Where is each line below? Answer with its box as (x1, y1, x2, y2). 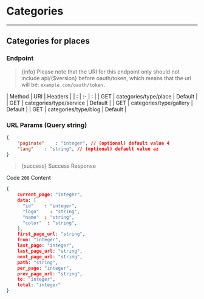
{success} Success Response (21, 162, 96, 170)
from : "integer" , (17, 237, 61, 243)
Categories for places (6, 36, 90, 46)
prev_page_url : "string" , (17, 270, 83, 277)
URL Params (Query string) (6, 120, 87, 129)
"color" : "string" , (22, 220, 78, 226)
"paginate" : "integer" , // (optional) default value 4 (17, 140, 170, 146)
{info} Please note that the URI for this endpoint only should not (21, 68, 180, 75)
